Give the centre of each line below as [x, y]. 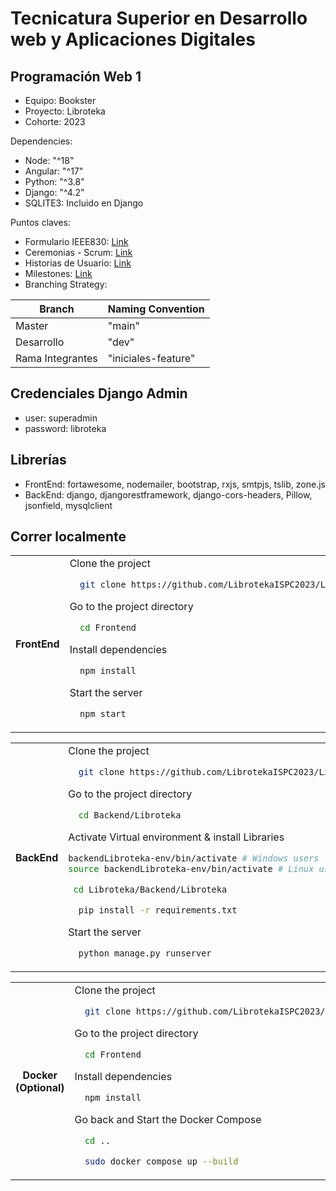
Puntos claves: [40, 222]
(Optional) [40, 1087]
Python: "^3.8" [54, 181]
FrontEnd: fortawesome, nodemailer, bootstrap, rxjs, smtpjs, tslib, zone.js [175, 484]
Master [32, 325]
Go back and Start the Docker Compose [168, 1120]
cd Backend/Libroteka [130, 815]
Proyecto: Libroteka [65, 111]
